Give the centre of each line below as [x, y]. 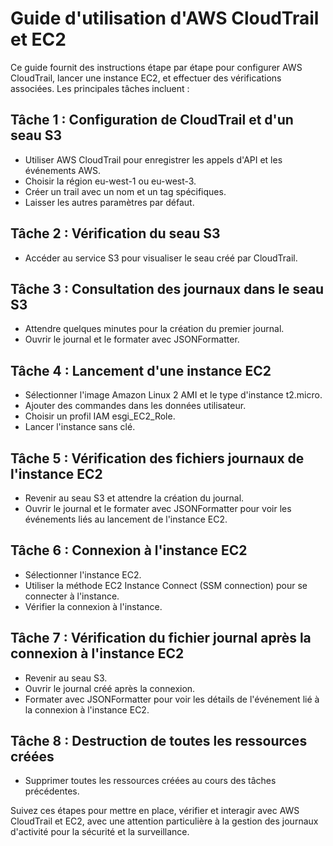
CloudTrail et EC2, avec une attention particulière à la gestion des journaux [164, 821]
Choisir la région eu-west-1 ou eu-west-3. [110, 181]
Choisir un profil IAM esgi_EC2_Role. [100, 416]
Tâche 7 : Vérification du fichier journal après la [161, 638]
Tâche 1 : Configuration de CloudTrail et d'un [152, 120]
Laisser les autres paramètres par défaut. [109, 202]
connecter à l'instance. [72, 596]
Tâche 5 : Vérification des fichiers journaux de [157, 458]
